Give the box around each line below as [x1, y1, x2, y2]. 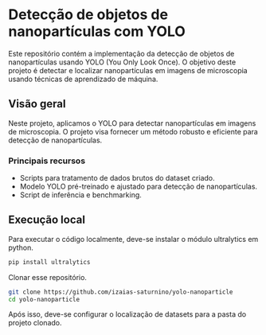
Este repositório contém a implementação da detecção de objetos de [8, 49, 235, 58]
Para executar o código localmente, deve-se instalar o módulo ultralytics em [8, 234, 259, 243]
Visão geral [8, 97, 66, 111]
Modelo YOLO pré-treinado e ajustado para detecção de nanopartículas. [19, 181, 257, 192]
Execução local [8, 213, 86, 227]
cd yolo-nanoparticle [8, 295, 80, 303]
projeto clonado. [8, 318, 62, 328]
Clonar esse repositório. [8, 272, 88, 282]
